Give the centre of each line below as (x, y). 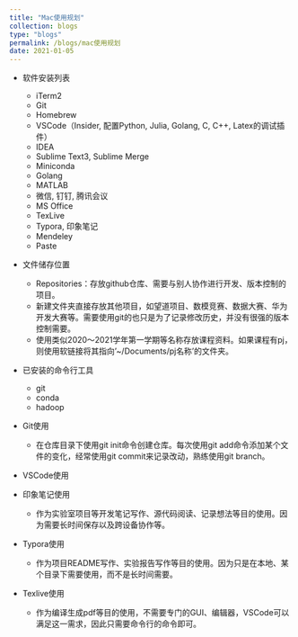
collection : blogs (44, 26)
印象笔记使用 (46, 495)
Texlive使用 (43, 594)
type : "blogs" (36, 34)
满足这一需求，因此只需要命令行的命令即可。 (118, 624)
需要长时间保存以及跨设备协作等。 (107, 525)
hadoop (50, 408)
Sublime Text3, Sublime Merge (92, 157)
